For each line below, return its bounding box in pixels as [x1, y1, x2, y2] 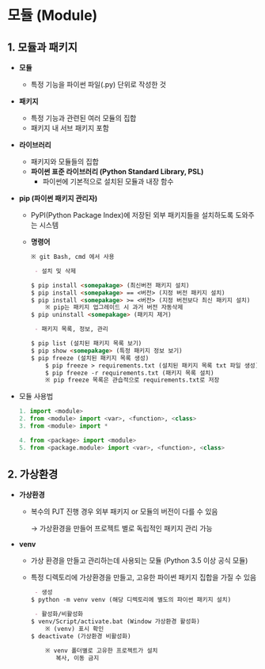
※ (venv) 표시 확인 [45, 625, 104, 633]
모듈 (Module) [7, 6, 98, 25]
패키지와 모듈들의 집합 [30, 157, 100, 166]
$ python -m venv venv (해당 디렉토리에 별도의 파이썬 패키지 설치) [30, 596, 232, 604]
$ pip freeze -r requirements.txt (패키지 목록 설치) [45, 369, 214, 377]
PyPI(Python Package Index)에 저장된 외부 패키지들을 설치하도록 [30, 211, 234, 219]
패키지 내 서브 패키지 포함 [30, 124, 110, 132]
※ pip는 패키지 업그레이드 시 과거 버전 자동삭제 [45, 303, 184, 312]
